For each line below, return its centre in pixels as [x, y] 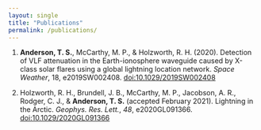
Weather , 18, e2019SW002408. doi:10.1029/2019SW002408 [117, 78]
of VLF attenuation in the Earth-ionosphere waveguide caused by [127, 61]
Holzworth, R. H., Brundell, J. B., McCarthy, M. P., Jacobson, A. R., [128, 93]
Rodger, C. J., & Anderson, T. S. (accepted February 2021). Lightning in [136, 101]
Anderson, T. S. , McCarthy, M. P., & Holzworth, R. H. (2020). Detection [136, 53]
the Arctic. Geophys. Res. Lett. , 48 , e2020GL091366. [106, 110]
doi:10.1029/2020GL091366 [65, 118]
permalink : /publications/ [53, 30]
